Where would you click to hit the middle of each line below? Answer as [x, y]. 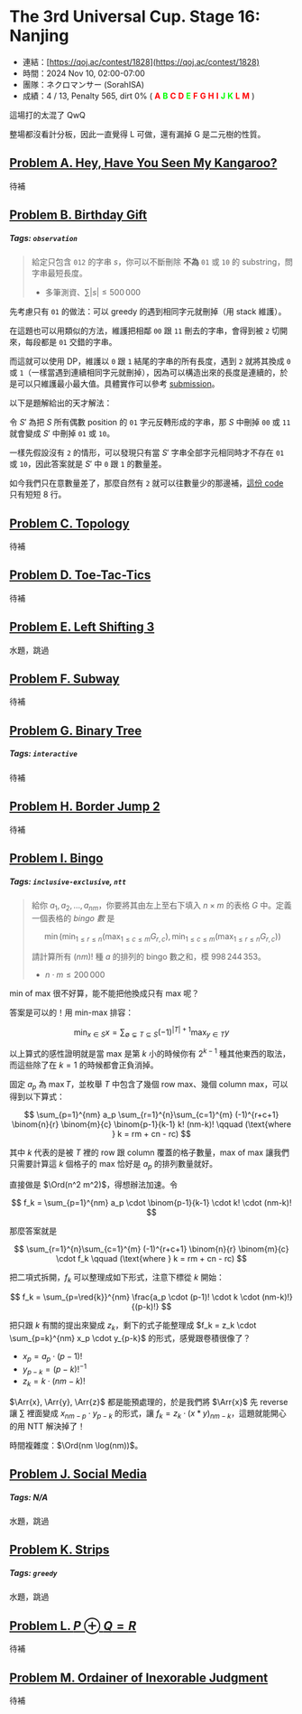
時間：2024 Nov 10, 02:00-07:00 [84, 73]
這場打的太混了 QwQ [47, 115]
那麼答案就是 [33, 1231]
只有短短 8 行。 [38, 495]
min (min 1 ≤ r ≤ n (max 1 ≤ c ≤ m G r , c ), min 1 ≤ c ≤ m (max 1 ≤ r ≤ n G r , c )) [163, 937]
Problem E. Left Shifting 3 [82, 627]
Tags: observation [44, 238]
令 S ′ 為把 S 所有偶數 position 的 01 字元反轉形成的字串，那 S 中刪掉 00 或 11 [150, 423]
